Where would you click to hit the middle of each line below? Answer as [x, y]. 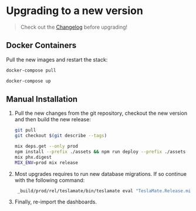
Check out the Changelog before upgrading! [74, 27]
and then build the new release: [53, 120]
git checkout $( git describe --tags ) [61, 136]
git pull [25, 130]
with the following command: [50, 180]
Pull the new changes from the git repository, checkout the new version [101, 113]
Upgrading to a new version [75, 11]
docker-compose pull [31, 70]
